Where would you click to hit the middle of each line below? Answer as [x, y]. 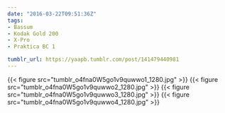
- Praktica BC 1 [31, 47]
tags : [15, 20]
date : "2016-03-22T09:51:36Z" [52, 14]
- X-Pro [19, 40]
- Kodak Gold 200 [33, 34]
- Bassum [20, 27]
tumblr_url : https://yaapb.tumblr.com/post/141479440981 [93, 60]
